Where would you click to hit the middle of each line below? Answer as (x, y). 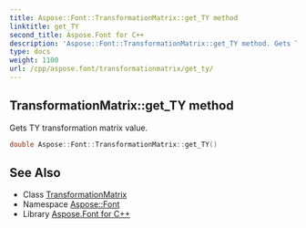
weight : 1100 (34, 60)
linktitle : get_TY (44, 26)
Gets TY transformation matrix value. (79, 128)
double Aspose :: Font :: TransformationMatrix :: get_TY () (114, 144)
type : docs (30, 52)
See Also (35, 173)
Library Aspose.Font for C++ (76, 214)
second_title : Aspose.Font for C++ (77, 35)
